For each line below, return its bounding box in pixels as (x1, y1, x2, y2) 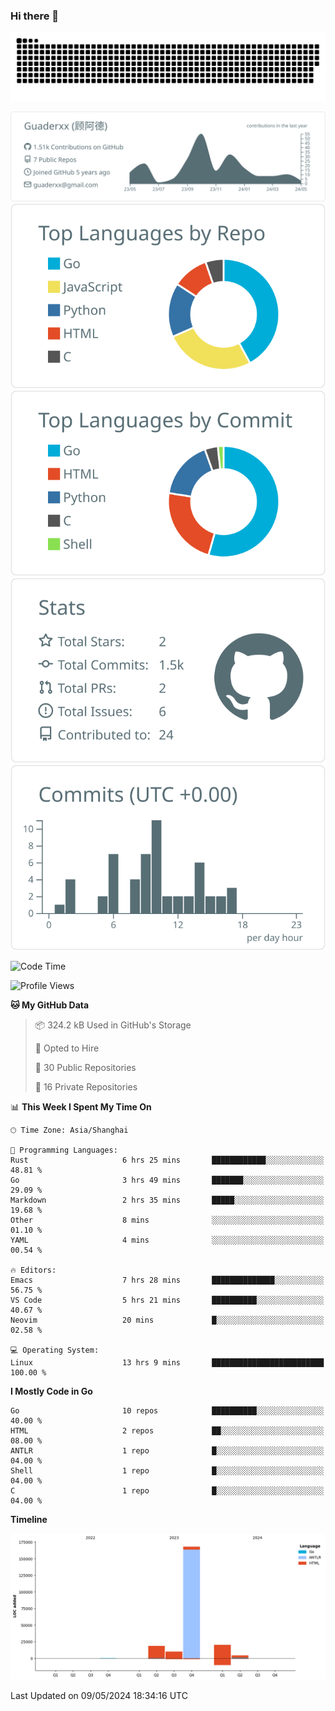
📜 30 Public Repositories (34, 1061, 137, 1073)
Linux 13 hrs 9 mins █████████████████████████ (10, 1357, 325, 1368)
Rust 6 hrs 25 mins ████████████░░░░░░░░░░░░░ (10, 1155, 325, 1165)
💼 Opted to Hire (34, 1042, 100, 1054)
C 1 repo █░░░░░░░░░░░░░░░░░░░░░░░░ (10, 1485, 325, 1496)
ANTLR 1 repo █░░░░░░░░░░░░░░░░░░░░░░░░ (10, 1445, 325, 1456)
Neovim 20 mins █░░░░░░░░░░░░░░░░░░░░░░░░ (10, 1315, 325, 1325)
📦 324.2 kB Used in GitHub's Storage (34, 1019, 192, 1031)
